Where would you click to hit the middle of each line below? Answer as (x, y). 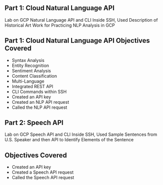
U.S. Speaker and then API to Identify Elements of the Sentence (69, 140)
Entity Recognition (30, 65)
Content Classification (34, 76)
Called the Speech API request (43, 178)
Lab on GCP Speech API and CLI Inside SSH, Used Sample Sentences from (81, 134)
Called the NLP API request (40, 107)
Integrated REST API (32, 86)
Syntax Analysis (28, 60)
